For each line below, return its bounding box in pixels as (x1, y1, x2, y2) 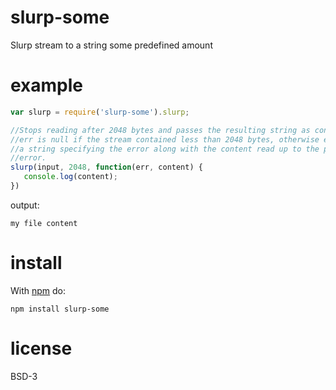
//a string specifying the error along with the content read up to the (10, 144, 320, 154)
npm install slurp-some (10, 304, 110, 314)
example (10, 74, 84, 97)
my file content (10, 218, 78, 228)
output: (10, 199, 40, 211)
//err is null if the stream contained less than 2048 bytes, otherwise (10, 134, 320, 145)
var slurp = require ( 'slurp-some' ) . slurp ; (10, 107, 190, 117)
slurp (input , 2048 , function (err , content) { (10, 162, 203, 173)
